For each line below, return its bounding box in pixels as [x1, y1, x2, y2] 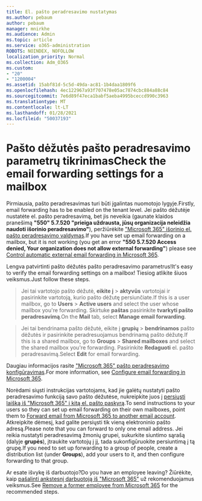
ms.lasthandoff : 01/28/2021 [6, 110, 77, 116]
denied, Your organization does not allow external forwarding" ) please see [6, 245, 197, 252]
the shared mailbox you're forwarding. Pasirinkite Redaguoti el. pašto [21, 344, 194, 351]
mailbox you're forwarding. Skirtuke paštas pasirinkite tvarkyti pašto [21, 307, 194, 314]
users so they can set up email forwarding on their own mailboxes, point [6, 406, 186, 413]
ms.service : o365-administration [6, 43, 90, 49]
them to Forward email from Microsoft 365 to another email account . [6, 412, 177, 420]
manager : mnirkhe [6, 25, 50, 32]
